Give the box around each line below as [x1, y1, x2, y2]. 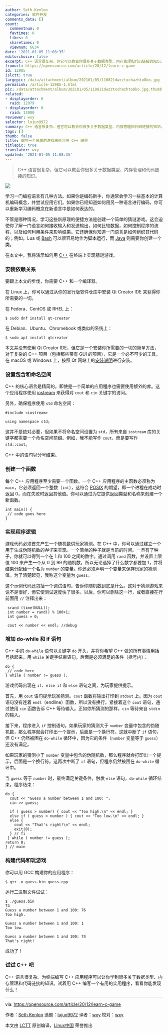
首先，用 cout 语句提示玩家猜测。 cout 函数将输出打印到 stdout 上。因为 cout [5, 693, 162, 699]
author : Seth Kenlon [5, 7, 48, 13]
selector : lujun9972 [5, 119, 48, 125]
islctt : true [5, 73, 32, 78]
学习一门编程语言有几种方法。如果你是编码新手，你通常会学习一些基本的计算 [5, 193, 163, 199]
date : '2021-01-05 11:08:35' [5, 49, 66, 54]
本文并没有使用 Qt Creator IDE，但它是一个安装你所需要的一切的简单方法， [5, 345, 159, 351]
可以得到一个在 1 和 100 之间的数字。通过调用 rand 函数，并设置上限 [22, 553, 162, 559]
